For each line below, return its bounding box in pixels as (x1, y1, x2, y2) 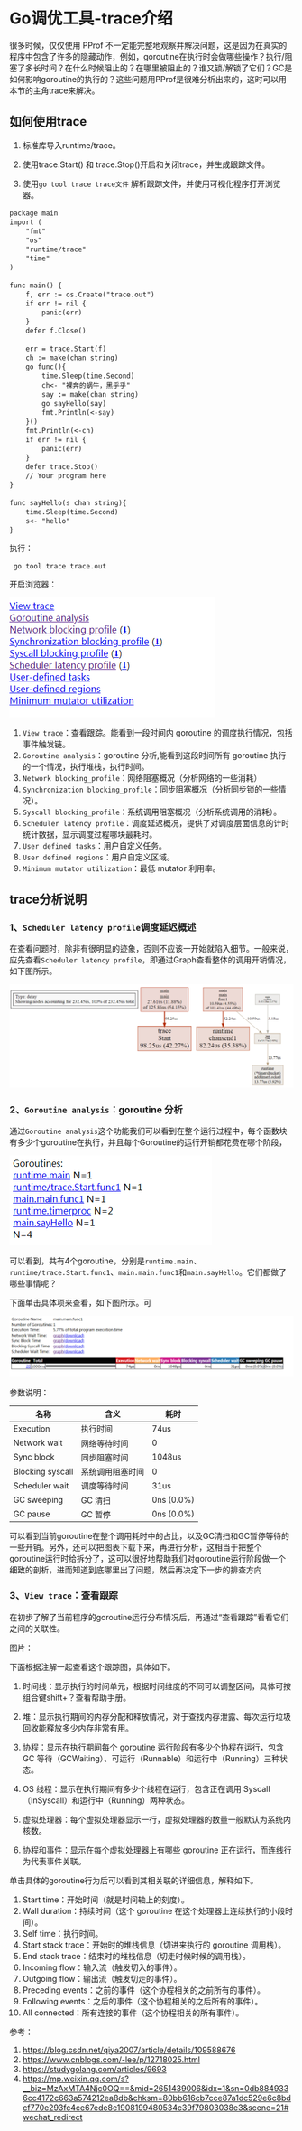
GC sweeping (13, 1495, 64, 1506)
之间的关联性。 (9, 1623, 65, 1634)
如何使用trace (9, 114, 87, 129)
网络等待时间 (80, 1438, 129, 1449)
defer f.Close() (25, 326, 87, 335)
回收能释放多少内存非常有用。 (22, 1723, 133, 1733)
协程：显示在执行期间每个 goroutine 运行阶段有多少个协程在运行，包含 (22, 1741, 284, 1752)
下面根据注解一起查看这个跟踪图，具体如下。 (9, 1661, 176, 1672)
